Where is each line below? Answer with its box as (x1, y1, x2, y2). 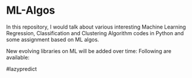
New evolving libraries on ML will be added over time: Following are (6, 47, 172, 54)
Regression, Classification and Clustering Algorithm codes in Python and (6, 29, 184, 36)
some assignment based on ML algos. (6, 36, 99, 43)
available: (6, 54, 30, 61)
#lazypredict (6, 65, 37, 72)
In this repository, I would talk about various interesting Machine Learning (6, 23, 186, 30)
